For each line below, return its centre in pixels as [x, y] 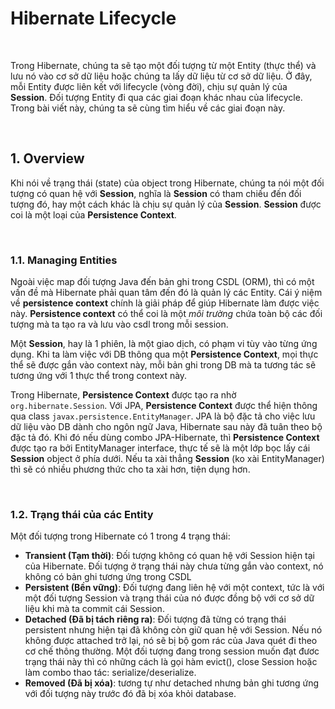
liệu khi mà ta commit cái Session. [94, 609]
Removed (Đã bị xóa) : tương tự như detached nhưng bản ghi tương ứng [172, 683]
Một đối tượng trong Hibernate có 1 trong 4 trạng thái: [120, 536]
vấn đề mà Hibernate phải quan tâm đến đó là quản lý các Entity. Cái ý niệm [166, 293]
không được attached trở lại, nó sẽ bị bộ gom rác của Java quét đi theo [171, 641]
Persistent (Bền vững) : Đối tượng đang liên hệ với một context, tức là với [174, 588]
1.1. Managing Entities [64, 260]
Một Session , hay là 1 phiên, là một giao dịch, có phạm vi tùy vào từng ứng [164, 344]
